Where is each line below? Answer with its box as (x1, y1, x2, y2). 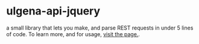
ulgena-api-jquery (6, 4, 101, 18)
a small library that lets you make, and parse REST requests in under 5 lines (6, 24, 194, 31)
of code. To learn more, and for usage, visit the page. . (6, 30, 141, 37)
